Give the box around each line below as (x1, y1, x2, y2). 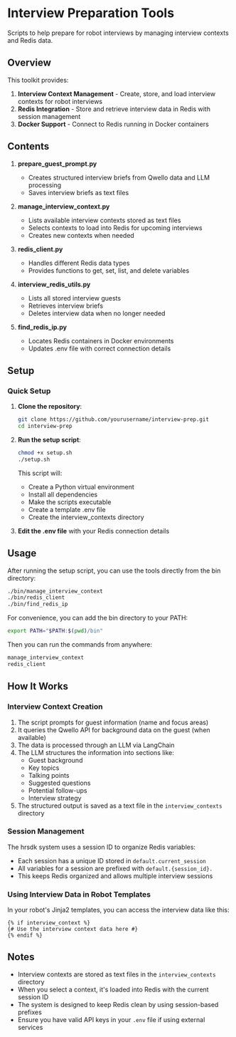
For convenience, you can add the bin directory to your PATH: (7, 614, 188, 622)
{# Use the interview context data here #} (7, 926, 139, 933)
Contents (7, 140, 50, 152)
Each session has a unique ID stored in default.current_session (17, 856, 206, 865)
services (17, 1023, 43, 1031)
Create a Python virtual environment (28, 482, 135, 491)
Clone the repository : (17, 402, 82, 411)
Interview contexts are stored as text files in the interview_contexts (17, 970, 216, 979)
